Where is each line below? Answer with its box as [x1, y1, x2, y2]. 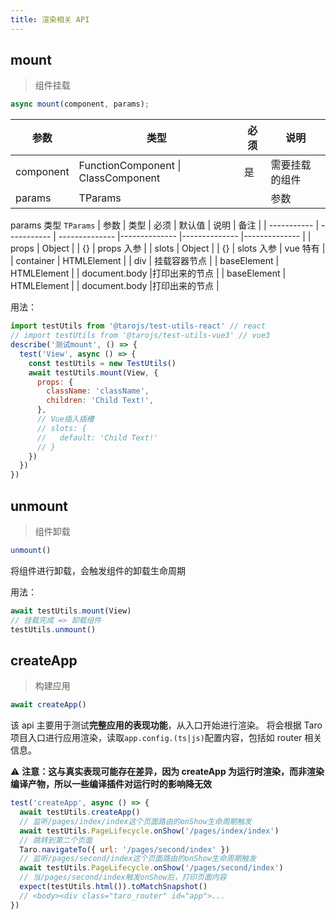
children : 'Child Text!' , [46, 396, 155, 406]
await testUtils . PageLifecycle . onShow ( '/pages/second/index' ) [19, 863, 284, 873]
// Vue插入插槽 [36, 414, 95, 425]
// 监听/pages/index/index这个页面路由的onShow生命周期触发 [19, 816, 252, 826]
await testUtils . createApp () [19, 807, 141, 818]
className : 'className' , [46, 386, 150, 396]
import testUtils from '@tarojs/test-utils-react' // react [10, 321, 267, 331]
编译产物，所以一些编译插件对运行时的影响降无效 [10, 778, 212, 790]
